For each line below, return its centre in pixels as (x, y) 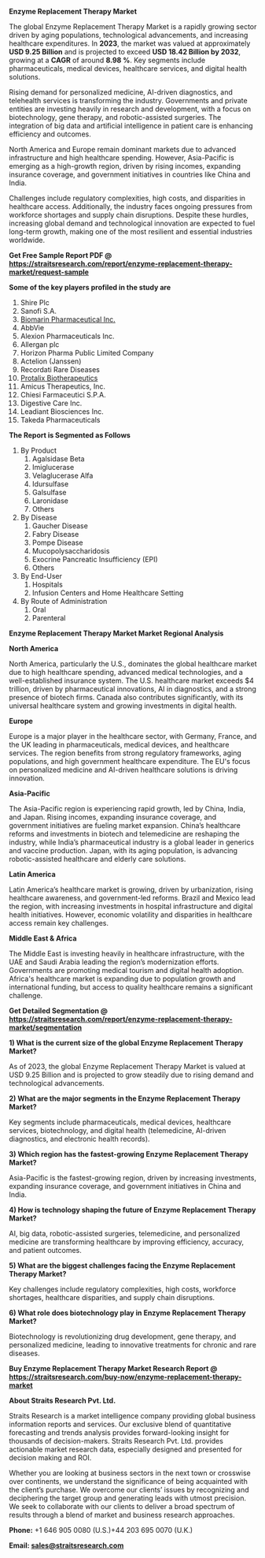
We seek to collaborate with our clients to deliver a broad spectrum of (122, 1506)
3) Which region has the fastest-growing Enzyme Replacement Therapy (129, 1154)
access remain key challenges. (59, 923)
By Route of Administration (64, 601)
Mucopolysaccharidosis (71, 551)
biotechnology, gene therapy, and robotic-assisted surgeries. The (115, 117)
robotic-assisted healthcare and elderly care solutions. (98, 859)
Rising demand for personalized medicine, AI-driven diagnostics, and (121, 92)
